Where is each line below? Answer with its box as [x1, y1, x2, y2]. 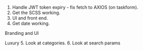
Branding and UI [5, 30, 39, 36]
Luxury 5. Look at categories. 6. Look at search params [5, 40, 121, 46]
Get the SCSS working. [12, 10, 61, 16]
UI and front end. [12, 15, 48, 21]
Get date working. [12, 20, 50, 26]
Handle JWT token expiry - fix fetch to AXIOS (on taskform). [12, 5, 138, 10]
